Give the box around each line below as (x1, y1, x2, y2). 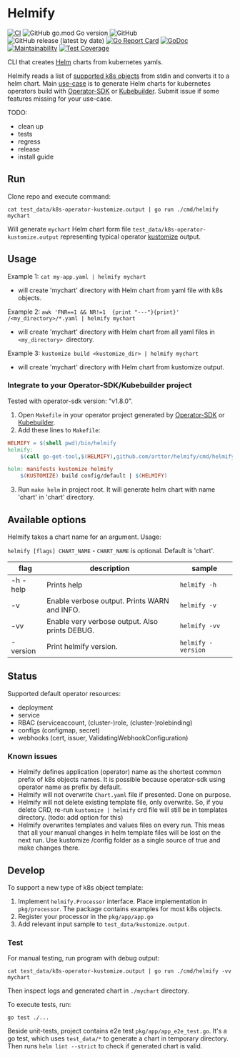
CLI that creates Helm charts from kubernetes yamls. (7, 57, 163, 66)
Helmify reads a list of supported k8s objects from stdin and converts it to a (7, 71, 230, 80)
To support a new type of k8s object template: (7, 883, 144, 891)
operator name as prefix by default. (17, 783, 122, 791)
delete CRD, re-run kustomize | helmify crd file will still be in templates (17, 805, 228, 814)
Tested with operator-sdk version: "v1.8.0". (7, 397, 134, 405)
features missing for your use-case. (7, 94, 113, 103)
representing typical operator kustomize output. (60, 232, 201, 241)
